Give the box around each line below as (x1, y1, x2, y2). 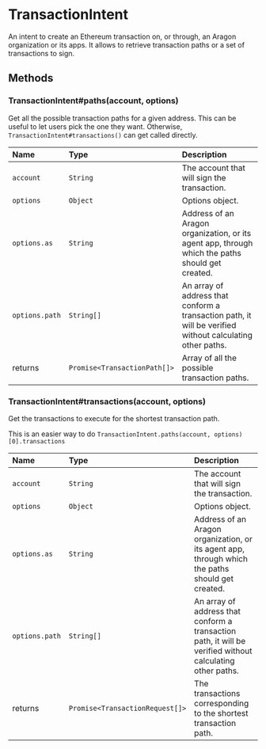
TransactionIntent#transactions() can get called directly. (8, 130, 198, 139)
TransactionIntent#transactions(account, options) (8, 396, 206, 407)
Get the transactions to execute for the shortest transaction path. (8, 413, 220, 423)
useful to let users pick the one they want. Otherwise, (8, 121, 183, 131)
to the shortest (193, 707, 249, 718)
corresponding (193, 698, 249, 709)
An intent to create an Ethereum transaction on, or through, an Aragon (8, 32, 237, 41)
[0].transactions (8, 437, 66, 445)
